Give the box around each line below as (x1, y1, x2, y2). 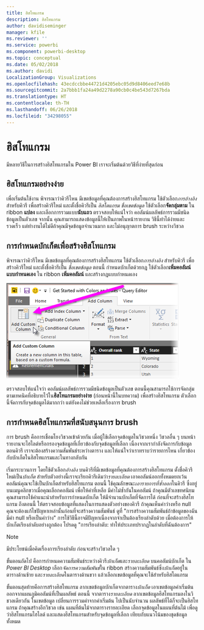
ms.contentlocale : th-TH (6, 100, 69, 106)
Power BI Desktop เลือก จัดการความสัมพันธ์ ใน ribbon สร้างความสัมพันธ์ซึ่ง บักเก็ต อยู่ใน (6, 564, 188, 571)
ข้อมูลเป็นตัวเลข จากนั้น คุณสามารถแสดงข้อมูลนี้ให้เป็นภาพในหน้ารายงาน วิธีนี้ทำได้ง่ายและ (6, 216, 185, 223)
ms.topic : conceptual (6, 55, 62, 61)
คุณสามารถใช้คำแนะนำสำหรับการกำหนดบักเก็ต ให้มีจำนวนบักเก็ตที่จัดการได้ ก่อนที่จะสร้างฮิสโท (6, 494, 194, 500)
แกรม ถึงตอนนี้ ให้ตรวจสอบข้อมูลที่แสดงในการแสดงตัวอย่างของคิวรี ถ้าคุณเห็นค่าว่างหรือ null (6, 500, 191, 507)
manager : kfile (6, 29, 45, 35)
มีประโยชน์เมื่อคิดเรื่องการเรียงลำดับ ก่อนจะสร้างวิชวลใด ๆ (6, 545, 120, 552)
